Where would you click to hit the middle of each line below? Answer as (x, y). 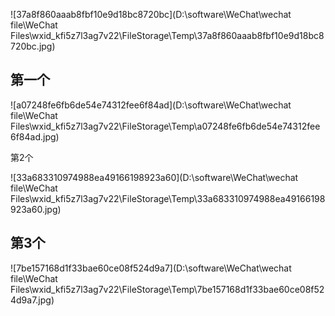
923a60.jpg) (36, 209)
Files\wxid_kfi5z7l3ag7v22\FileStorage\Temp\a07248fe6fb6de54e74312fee (165, 126)
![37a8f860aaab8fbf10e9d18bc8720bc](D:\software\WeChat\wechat (151, 14)
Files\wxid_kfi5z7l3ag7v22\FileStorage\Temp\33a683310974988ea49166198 (168, 198)
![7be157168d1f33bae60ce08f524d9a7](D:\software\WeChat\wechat (151, 268)
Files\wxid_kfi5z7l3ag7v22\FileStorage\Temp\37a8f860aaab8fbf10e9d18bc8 (167, 35)
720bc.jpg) (33, 46)
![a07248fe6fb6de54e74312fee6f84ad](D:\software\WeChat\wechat (151, 105)
